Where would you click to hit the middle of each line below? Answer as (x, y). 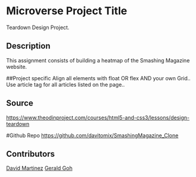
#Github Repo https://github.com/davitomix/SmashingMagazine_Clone (92, 135)
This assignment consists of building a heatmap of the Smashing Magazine (98, 60)
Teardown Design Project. (38, 27)
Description (28, 46)
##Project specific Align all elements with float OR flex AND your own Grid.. (99, 78)
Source (20, 103)
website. (17, 67)
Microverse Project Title (67, 11)
